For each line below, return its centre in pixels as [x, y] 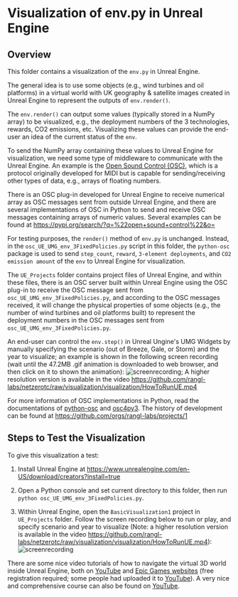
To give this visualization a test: [53, 455]
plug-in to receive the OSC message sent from [75, 290]
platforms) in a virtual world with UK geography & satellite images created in [119, 93]
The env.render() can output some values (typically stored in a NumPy [111, 114]
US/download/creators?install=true [69, 476]
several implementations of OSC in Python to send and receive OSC [107, 210]
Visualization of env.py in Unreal [105, 13]
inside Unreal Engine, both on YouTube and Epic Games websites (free [111, 571]
